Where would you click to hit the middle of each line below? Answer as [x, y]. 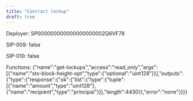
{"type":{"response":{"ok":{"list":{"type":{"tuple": [66, 80]
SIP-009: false [23, 45]
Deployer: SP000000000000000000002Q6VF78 [66, 33]
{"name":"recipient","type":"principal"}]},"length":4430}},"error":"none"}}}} [97, 92]
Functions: [19, 67]
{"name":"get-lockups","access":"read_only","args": [95, 67]
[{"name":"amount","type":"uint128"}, [51, 85]
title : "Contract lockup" [37, 11]
